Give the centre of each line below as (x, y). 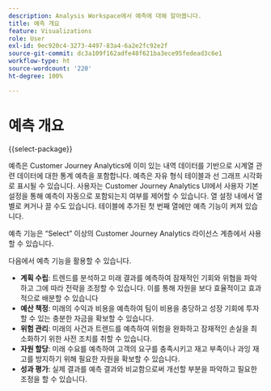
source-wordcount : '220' (50, 69)
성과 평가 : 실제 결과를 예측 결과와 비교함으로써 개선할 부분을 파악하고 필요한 (138, 368)
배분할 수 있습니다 (70, 298)
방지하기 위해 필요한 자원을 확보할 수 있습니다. (108, 359)
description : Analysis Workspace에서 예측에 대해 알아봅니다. (105, 16)
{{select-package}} (40, 149)
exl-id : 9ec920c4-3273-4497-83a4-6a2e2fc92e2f (88, 46)
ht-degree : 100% (36, 76)
